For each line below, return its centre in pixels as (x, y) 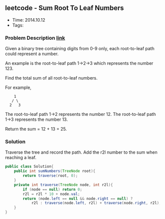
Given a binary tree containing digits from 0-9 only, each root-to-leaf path (80, 49)
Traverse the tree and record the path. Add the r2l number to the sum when (82, 152)
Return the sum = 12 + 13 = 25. (36, 129)
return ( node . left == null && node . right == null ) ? (78, 198)
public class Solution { (29, 166)
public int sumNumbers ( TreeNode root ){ (55, 171)
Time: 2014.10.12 (29, 20)
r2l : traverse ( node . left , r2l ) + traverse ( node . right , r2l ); (96, 203)
